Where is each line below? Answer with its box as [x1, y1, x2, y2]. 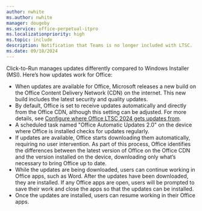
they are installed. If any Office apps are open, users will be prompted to [14, 178, 195, 186]
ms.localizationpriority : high [6, 31, 85, 37]
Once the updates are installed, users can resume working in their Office [14, 191, 196, 199]
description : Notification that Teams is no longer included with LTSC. [6, 43, 193, 49]
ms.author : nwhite [6, 14, 52, 20]
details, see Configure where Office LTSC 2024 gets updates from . [14, 115, 181, 122]
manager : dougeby [6, 20, 50, 26]
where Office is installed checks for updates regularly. [14, 127, 150, 134]
